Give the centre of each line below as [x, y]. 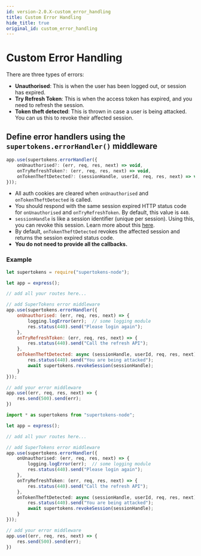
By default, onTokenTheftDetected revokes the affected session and [98, 231]
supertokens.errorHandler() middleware [82, 146]
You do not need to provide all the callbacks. [71, 244]
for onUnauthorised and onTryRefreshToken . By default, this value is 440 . [102, 212]
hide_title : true [28, 23]
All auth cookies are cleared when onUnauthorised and [81, 193]
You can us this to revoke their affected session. [74, 118]
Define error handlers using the [66, 137]
